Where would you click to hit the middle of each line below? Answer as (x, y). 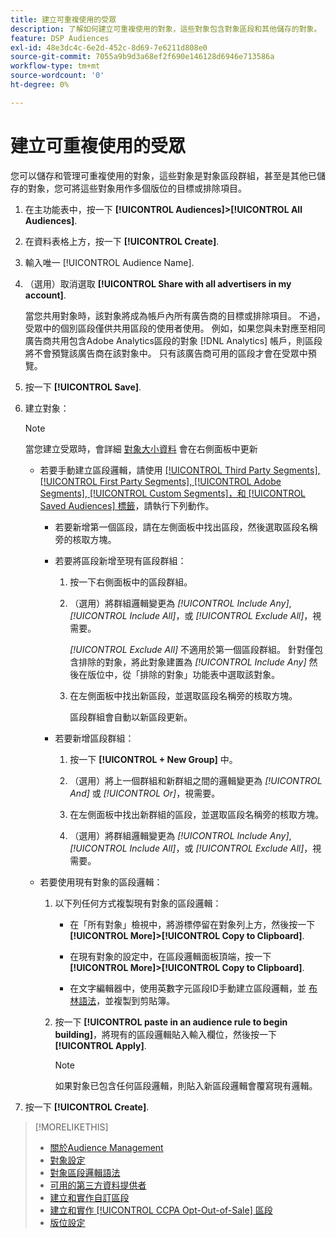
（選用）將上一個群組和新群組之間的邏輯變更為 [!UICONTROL (196, 780)
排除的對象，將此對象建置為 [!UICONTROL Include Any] (192, 662)
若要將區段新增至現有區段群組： (120, 560)
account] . (45, 295)
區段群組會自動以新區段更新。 (131, 717)
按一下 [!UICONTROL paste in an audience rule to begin (171, 1022)
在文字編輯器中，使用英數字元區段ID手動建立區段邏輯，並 (188, 988)
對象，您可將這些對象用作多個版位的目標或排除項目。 (137, 188)
